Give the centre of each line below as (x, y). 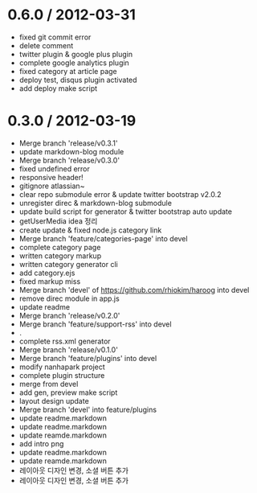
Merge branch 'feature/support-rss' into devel (95, 324)
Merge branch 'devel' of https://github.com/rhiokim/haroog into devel (134, 290)
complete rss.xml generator (65, 341)
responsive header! (51, 177)
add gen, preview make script (68, 392)
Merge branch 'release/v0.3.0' (69, 160)
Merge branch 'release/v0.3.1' (68, 143)
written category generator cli (68, 264)
